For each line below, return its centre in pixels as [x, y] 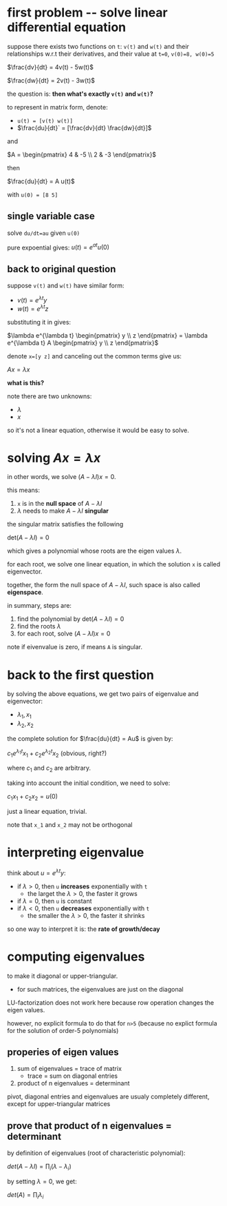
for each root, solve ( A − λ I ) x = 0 [64, 634]
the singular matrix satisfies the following [65, 524]
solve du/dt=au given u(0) [44, 233]
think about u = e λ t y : [36, 872]
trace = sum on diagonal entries [73, 1076]
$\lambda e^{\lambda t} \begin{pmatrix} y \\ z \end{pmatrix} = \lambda [108, 335]
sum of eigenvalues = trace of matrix [69, 1069]
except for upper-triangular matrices [59, 1104]
